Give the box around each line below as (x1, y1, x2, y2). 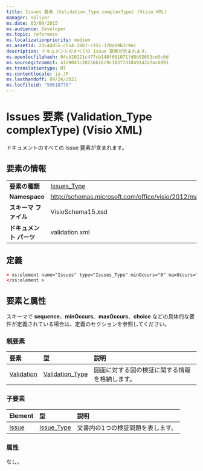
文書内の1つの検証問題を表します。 (77, 423, 178, 432)
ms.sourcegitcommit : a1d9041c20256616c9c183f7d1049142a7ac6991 (6, 59, 169, 65)
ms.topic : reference (6, 31, 59, 38)
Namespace (9, 192, 45, 200)
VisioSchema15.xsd (50, 207, 108, 216)
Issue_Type (39, 423, 71, 432)
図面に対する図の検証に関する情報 (93, 366, 191, 374)
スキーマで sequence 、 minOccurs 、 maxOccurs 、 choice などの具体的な (6, 313, 190, 320)
